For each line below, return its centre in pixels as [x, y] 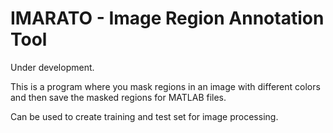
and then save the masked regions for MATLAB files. [118, 97]
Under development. [52, 67]
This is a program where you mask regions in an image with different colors [165, 86]
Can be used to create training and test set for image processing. [144, 116]
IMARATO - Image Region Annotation [167, 18]
